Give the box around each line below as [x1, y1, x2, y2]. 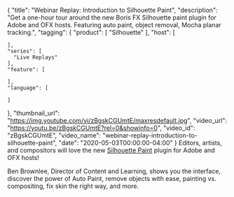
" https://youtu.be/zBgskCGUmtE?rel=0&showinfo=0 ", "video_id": [7, 124, 195, 132]
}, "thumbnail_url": [7, 109, 60, 117]
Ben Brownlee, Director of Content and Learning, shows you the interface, [7, 167, 221, 175]
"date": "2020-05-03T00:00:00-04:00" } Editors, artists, [58, 139, 222, 147]
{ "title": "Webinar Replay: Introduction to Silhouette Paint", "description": [7, 6, 218, 14]
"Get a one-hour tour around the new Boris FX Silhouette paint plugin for [7, 13, 217, 22]
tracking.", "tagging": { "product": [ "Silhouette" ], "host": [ [7, 28, 175, 36]
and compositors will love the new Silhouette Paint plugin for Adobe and [7, 146, 215, 154]
